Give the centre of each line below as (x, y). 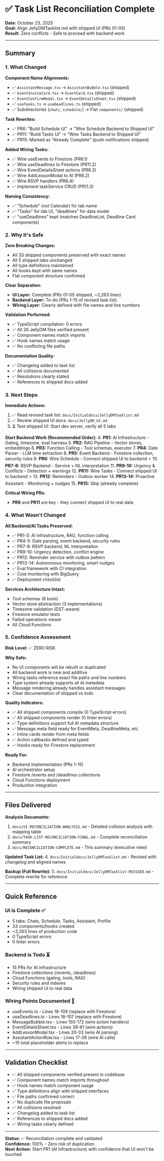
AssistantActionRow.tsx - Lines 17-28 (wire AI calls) (64, 1037)
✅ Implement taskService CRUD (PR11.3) (53, 186)
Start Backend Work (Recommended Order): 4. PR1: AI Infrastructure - (77, 438)
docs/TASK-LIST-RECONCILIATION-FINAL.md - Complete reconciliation (80, 837)
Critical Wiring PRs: (25, 493)
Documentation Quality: (30, 356)
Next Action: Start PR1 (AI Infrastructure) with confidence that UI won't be (80, 1149)
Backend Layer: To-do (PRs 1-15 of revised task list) (64, 300)
